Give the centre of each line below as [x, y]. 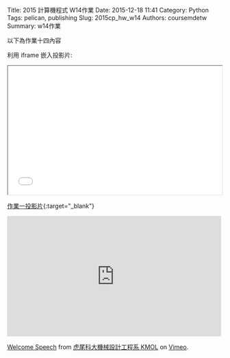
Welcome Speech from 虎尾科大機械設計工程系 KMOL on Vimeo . [98, 347]
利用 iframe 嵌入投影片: [40, 55]
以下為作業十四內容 [34, 40]
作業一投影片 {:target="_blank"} [51, 206]
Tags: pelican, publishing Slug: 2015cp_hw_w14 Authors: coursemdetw [107, 18]
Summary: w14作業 [34, 26]
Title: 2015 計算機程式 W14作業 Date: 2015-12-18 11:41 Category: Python [108, 10]
